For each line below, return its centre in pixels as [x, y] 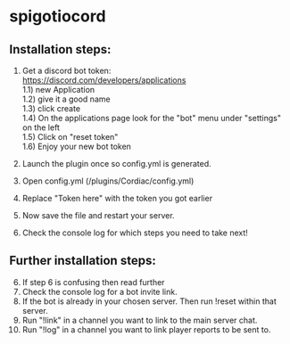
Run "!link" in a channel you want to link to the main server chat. [140, 320]
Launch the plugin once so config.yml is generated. [116, 164]
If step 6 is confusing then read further [93, 282]
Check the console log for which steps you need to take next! [135, 233]
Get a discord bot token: [66, 70]
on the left [41, 127]
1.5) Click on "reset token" [70, 137]
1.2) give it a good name [66, 99]
